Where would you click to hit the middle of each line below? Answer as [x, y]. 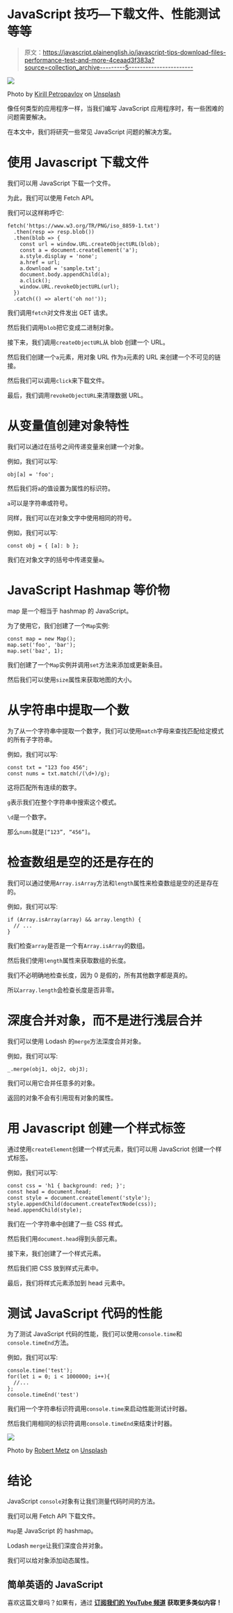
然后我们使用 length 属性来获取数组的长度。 [69, 960]
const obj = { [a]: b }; [43, 546]
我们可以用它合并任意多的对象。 [53, 1083]
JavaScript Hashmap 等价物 [89, 590]
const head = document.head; [49, 1191]
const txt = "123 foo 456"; [48, 767]
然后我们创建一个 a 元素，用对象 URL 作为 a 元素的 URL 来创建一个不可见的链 [114, 357]
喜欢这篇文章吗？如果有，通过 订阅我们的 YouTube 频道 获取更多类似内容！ [115, 1603]
